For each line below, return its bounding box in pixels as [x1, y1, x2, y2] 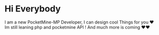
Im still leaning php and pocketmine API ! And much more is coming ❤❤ [4, 24, 150, 30]
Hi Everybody [4, 3, 61, 14]
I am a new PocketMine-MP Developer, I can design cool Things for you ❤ [4, 19, 154, 25]
